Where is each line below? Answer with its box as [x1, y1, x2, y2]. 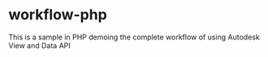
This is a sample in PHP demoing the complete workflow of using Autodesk [8, 32, 260, 42]
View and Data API [8, 40, 71, 50]
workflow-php [8, 6, 107, 24]
